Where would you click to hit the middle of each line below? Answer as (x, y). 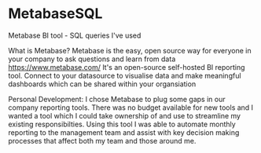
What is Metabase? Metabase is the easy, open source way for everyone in (130, 50)
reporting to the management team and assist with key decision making (124, 132)
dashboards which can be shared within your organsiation (102, 84)
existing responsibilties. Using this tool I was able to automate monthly (122, 124)
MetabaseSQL (55, 14)
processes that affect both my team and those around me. (102, 140)
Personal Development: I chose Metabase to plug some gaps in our (117, 99)
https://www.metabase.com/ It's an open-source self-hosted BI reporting (127, 67)
